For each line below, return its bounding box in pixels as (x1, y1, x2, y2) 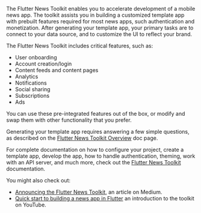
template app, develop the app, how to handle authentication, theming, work (6, 152, 196, 160)
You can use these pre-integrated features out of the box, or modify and (6, 110, 185, 117)
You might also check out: (6, 177, 71, 184)
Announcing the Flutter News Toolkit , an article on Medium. (14, 188, 162, 196)
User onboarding (14, 54, 57, 61)
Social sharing (14, 86, 51, 92)
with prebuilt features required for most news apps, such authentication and (6, 18, 195, 25)
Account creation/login (14, 60, 72, 67)
